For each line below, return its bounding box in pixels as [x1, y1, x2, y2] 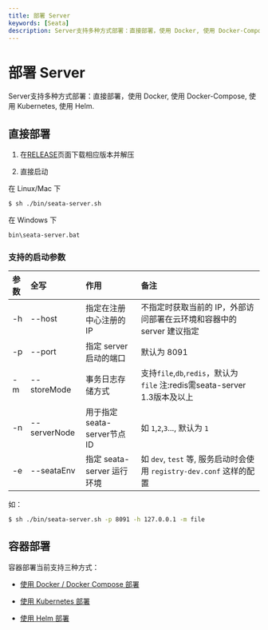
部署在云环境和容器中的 [148, 313, 238, 325]
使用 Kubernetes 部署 [19, 596, 90, 606]
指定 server [85, 341, 128, 352]
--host [30, 313, 57, 325]
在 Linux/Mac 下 [8, 184, 61, 193]
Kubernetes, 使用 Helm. [17, 102, 94, 111]
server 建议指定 [140, 325, 199, 337]
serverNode [30, 427, 76, 438]
